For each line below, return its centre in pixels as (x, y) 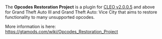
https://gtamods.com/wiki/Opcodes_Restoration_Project (62, 32)
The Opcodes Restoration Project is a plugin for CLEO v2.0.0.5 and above (80, 7)
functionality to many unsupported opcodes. (50, 17)
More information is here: (31, 26)
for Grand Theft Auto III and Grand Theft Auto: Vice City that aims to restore (81, 12)
